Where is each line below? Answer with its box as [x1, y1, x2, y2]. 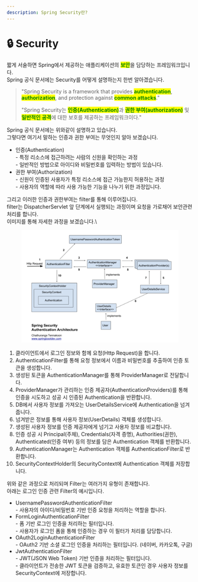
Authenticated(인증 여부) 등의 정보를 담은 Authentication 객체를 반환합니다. [15, 438, 191, 446]
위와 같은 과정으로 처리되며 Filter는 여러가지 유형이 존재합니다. [7, 480, 150, 487]
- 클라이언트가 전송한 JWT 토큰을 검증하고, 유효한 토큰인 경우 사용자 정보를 [15, 562, 189, 570]
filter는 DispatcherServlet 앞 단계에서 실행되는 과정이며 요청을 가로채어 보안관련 [7, 203, 193, 210]
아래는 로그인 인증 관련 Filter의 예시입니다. [7, 487, 104, 495]
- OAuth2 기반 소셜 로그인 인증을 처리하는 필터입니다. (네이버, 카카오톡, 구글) [15, 541, 193, 548]
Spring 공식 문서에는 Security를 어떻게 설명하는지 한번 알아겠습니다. [7, 76, 164, 83]
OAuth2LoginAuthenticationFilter [15, 534, 95, 541]
